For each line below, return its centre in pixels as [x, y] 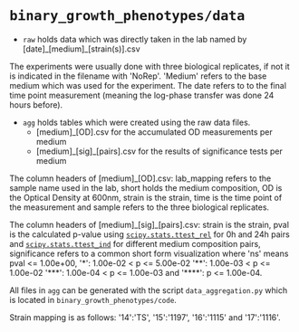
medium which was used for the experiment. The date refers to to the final [148, 85]
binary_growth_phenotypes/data [127, 16]
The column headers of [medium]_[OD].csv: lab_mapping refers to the [140, 178]
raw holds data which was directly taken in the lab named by [135, 39]
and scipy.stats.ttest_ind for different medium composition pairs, [135, 243]
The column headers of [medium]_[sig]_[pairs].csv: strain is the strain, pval [149, 224]
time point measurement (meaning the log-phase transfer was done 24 [142, 95]
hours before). [36, 104]
